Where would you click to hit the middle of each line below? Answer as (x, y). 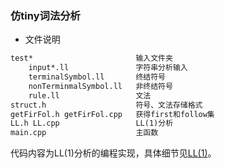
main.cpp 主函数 (84, 133)
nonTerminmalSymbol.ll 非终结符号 (100, 86)
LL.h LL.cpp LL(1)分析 (92, 123)
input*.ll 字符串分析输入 (108, 68)
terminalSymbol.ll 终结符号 (97, 77)
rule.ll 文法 (90, 95)
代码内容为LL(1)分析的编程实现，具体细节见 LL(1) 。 (113, 153)
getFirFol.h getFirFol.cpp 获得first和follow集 (112, 114)
